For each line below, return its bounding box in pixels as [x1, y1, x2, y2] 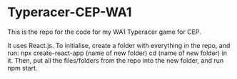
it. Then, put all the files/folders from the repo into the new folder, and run [7, 56, 223, 64]
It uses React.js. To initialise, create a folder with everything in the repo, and [7, 41, 231, 49]
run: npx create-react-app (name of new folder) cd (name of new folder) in [7, 49, 227, 57]
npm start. [7, 63, 38, 72]
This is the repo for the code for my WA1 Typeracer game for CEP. [7, 28, 201, 36]
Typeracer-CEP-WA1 [7, 4, 132, 20]
